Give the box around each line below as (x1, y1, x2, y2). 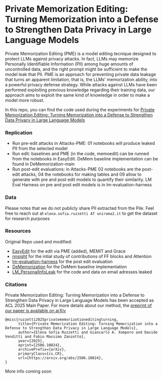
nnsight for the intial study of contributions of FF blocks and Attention (12, 253, 152, 259)
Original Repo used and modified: (5, 239, 72, 244)
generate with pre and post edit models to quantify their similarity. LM (12, 177, 152, 182)
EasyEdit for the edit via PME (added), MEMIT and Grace (12, 248, 126, 254)
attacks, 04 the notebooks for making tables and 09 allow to (21, 172, 142, 178)
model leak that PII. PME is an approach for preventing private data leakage (5, 71, 156, 77)
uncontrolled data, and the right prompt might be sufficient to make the (5, 66, 147, 72)
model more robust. (5, 97, 45, 103)
